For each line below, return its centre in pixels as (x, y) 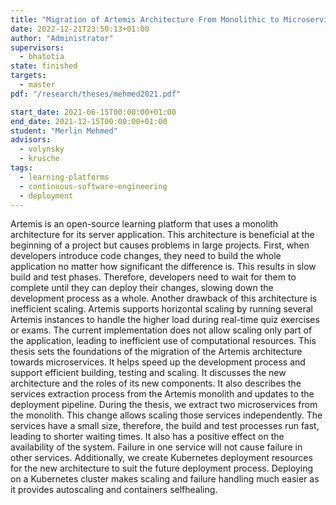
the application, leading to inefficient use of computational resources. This (163, 341)
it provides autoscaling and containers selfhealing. (114, 490)
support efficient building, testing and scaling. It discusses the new (148, 373)
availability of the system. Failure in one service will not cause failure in (156, 447)
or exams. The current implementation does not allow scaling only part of (161, 330)
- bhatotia (42, 57)
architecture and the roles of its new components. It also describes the (156, 383)
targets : (28, 76)
